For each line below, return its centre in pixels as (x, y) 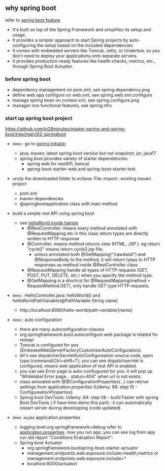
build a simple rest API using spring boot (53, 214)
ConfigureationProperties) (46, 392)
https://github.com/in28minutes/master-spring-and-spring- (66, 129)
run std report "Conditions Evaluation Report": (66, 437)
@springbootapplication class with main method (68, 204)
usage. (19, 35)
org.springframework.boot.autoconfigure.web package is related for (89, 334)
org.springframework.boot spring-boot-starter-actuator (83, 448)
